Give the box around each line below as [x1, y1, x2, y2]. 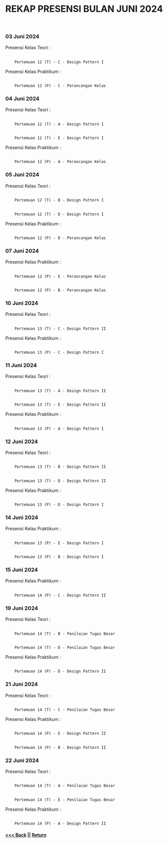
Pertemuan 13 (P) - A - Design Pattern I [14, 426, 104, 431]
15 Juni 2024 [5, 566, 38, 573]
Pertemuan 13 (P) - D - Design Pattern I [14, 502, 104, 508]
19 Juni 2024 [5, 605, 38, 612]
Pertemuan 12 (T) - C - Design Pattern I [14, 59, 104, 65]
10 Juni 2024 [5, 299, 38, 307]
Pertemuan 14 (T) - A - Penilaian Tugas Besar [14, 783, 115, 789]
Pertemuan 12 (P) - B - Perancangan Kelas [14, 288, 106, 293]
